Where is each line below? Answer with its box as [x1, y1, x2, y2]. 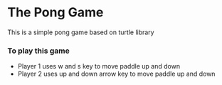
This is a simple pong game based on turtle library [7, 28, 154, 36]
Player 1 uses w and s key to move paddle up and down [17, 62, 180, 71]
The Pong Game [7, 4, 104, 21]
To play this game [7, 46, 70, 56]
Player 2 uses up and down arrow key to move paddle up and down [17, 69, 216, 79]
